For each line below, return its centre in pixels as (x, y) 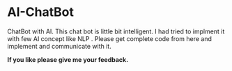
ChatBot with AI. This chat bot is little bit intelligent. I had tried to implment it (116, 31)
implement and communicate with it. (59, 46)
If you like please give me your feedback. (68, 59)
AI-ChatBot (41, 12)
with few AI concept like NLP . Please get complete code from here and (110, 38)
